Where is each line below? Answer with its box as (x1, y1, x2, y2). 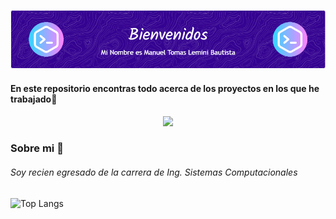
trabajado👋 (10, 93, 58, 105)
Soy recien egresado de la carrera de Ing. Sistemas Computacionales (10, 166, 298, 179)
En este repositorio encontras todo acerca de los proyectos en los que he (10, 82, 320, 94)
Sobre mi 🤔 (10, 141, 64, 155)
